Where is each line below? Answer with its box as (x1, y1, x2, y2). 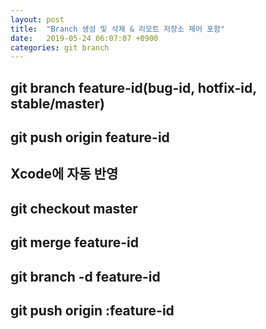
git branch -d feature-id (10, 268, 161, 285)
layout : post (10, 14, 65, 25)
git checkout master (10, 200, 138, 217)
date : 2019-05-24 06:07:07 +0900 (10, 33, 159, 43)
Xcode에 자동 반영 (10, 166, 119, 183)
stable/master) (10, 95, 105, 112)
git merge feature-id (10, 234, 139, 251)
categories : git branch (10, 42, 110, 53)
